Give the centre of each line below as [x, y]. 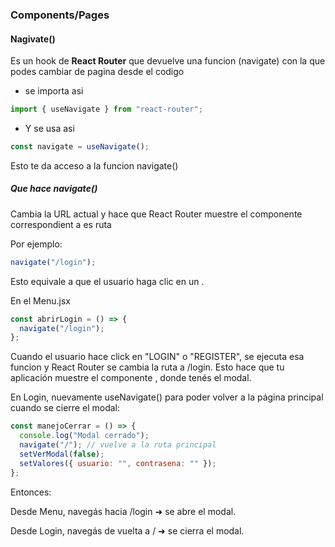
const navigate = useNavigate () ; [80, 147]
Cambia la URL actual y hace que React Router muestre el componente [156, 214]
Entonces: [31, 492]
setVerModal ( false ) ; [62, 454]
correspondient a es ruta [61, 224]
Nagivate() [33, 39]
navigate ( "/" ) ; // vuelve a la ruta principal [118, 445]
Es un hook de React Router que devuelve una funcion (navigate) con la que [168, 61]
